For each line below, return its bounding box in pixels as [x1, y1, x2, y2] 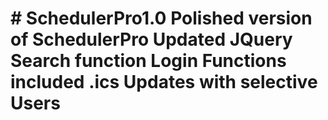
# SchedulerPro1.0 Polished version [10, 7, 313, 30]
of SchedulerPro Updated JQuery [10, 28, 293, 51]
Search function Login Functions [10, 50, 287, 72]
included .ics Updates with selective [10, 71, 318, 94]
